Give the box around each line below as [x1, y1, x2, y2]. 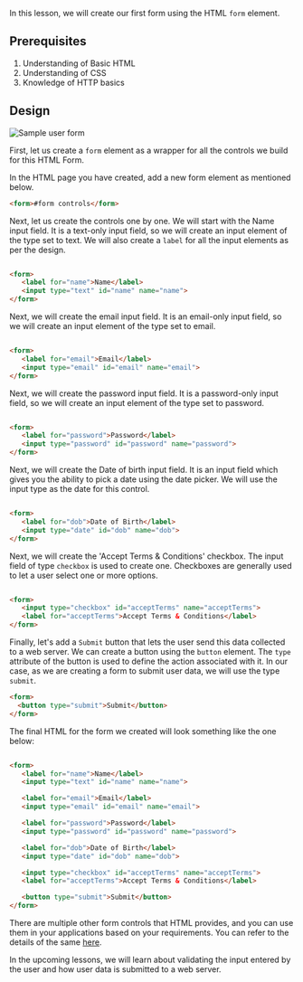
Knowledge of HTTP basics [22, 77, 125, 88]
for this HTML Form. [9, 154, 84, 165]
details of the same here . [9, 937, 102, 948]
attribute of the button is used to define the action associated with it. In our [9, 656, 288, 666]
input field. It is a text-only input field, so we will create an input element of [9, 225, 288, 236]
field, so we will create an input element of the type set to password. [9, 397, 265, 408]
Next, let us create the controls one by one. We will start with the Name [9, 215, 275, 226]
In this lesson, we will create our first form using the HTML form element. [9, 8, 280, 18]
